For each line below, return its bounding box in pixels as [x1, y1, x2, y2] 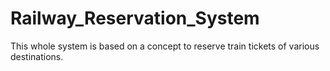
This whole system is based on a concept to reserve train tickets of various [10, 40, 320, 52]
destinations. [10, 50, 64, 62]
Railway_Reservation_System [10, 7, 260, 30]
